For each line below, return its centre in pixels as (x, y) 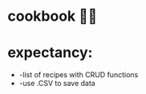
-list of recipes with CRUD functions (79, 75)
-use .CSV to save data (57, 84)
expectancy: (50, 53)
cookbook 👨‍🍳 (53, 16)
